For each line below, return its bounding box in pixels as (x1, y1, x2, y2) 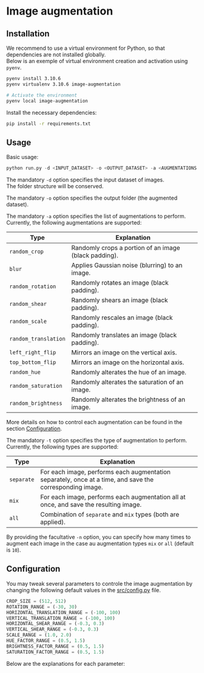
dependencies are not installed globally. (6, 51, 106, 58)
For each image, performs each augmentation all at (40, 493, 186, 501)
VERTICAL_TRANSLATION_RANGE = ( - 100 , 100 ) (6, 615, 115, 621)
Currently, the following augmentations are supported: (6, 219, 142, 226)
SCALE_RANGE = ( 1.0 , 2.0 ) (6, 632, 72, 638)
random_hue (9, 369, 41, 376)
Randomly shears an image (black (71, 296, 168, 305)
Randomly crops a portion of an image (71, 244, 180, 252)
